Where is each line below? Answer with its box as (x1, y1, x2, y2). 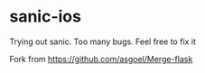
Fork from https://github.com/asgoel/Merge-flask (9, 53, 193, 64)
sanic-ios (9, 6, 81, 27)
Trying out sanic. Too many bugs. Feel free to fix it (9, 36, 197, 47)
